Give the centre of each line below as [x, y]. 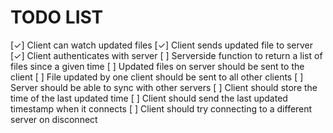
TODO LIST [57, 17]
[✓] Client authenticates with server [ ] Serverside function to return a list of [166, 55]
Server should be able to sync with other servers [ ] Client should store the [164, 87]
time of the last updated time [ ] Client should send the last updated [149, 98]
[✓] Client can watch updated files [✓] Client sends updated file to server [162, 45]
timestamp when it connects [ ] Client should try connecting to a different [161, 108]
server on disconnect [54, 119]
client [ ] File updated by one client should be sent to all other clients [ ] [157, 77]
